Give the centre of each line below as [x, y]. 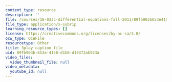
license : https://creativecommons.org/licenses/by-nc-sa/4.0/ [73, 34]
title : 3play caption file [34, 48]
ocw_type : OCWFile [25, 39]
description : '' [23, 15]
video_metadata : [23, 67]
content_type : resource [31, 10]
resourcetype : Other [27, 43]
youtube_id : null [28, 72]
